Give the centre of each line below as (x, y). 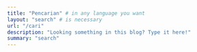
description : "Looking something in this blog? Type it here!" (99, 32)
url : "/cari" (26, 26)
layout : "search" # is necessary (55, 20)
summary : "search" (33, 38)
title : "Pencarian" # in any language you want (76, 13)
